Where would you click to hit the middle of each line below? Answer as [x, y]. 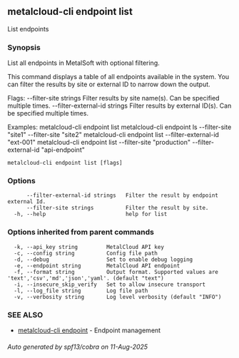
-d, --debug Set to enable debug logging [103, 260]
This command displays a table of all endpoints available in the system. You [118, 77]
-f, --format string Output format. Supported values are [116, 272]
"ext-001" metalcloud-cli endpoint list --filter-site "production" [99, 143]
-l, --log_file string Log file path [81, 291]
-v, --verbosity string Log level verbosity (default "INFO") [118, 297]
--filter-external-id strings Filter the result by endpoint [122, 195]
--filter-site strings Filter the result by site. [117, 208]
